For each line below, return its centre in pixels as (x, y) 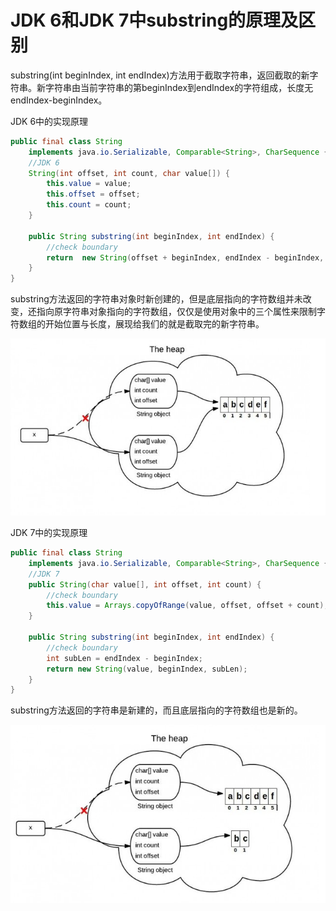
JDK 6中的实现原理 (49, 121)
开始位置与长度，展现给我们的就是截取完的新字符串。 (154, 324)
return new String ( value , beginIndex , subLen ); (147, 669)
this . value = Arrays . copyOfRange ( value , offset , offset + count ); (187, 606)
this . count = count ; (89, 205)
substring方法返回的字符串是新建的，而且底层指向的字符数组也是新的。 (156, 710)
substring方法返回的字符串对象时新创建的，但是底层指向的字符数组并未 (156, 299)
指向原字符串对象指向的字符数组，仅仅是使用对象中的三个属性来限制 (176, 312)
